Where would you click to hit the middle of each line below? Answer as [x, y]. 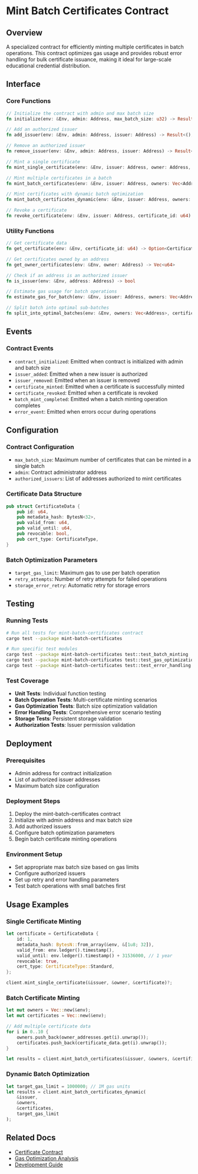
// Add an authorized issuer [42, 129]
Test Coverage [27, 681]
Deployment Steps [33, 801]
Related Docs [31, 1138]
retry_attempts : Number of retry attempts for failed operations [91, 579]
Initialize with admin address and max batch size [73, 820]
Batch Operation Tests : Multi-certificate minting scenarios [86, 700]
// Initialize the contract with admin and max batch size [80, 113]
